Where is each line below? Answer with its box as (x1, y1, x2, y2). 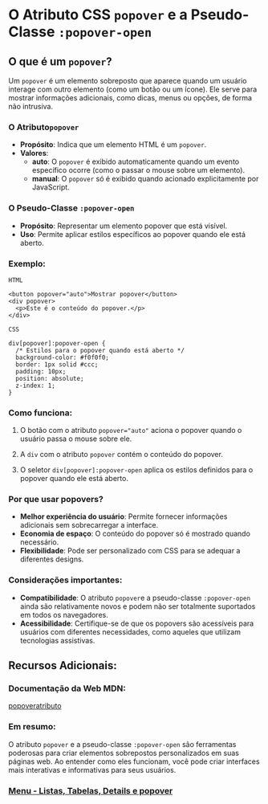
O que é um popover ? (8, 55, 112, 68)
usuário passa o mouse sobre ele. (19, 434, 132, 443)
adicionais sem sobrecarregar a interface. (19, 520, 159, 530)
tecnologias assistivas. (19, 635, 95, 645)
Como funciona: (8, 407, 73, 418)
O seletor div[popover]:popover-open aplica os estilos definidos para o (19, 465, 254, 475)
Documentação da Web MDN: (8, 683, 127, 694)
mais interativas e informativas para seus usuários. (8, 765, 177, 774)
